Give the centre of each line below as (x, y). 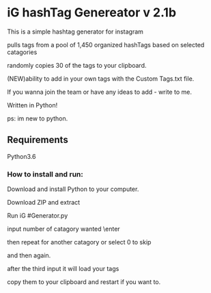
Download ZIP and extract (44, 203)
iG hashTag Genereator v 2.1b (92, 13)
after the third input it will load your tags (63, 269)
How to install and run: (45, 174)
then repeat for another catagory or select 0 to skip (79, 242)
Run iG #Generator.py (38, 216)
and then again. (29, 255)
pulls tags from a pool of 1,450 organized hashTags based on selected (106, 44)
